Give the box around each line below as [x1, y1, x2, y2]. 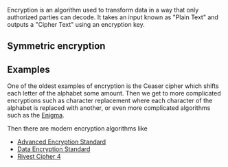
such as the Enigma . [7, 111, 65, 120]
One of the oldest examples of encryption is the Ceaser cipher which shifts [7, 82, 219, 90]
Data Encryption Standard [16, 145, 91, 153]
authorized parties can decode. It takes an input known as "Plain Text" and [7, 13, 218, 21]
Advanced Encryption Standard [16, 137, 106, 146]
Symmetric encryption [7, 41, 106, 52]
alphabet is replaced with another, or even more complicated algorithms [7, 104, 211, 112]
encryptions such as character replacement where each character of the [7, 96, 213, 105]
